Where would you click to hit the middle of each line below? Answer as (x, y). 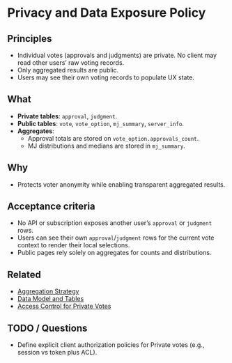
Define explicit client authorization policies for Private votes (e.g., (111, 345)
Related (24, 274)
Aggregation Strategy (48, 291)
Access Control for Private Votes (64, 306)
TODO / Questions (47, 328)
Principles (30, 39)
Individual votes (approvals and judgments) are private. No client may (117, 55)
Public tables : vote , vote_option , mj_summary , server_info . (101, 123)
